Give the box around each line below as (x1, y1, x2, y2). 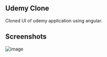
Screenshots (5, 33, 47, 41)
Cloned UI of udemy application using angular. (5, 17, 103, 23)
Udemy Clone (5, 4, 49, 13)
